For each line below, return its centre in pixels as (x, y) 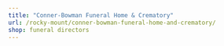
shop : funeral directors (49, 30)
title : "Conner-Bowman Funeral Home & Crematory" (91, 15)
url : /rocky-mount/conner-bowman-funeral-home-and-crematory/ (112, 23)
